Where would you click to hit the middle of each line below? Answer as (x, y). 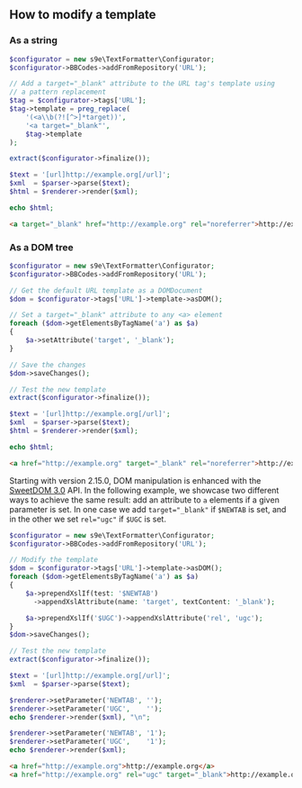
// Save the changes (48, 365)
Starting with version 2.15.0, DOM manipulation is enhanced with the (135, 480)
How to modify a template (83, 15)
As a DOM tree (41, 247)
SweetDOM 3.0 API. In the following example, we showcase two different (144, 490)
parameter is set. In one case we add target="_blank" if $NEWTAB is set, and (148, 509)
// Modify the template (54, 560)
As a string (34, 41)
